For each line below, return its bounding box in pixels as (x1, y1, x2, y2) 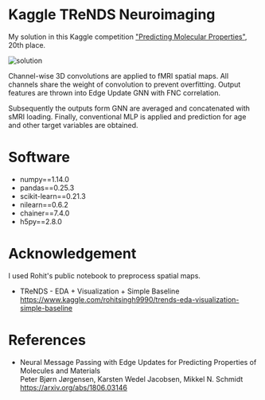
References (8, 332, 86, 349)
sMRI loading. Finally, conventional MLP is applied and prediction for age (8, 111, 247, 121)
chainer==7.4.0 (19, 208, 70, 218)
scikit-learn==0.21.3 (19, 191, 86, 200)
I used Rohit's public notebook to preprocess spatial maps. (8, 270, 201, 280)
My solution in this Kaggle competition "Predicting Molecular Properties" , (8, 32, 247, 41)
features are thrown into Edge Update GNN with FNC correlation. (8, 87, 221, 97)
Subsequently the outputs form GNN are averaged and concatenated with (8, 103, 251, 113)
